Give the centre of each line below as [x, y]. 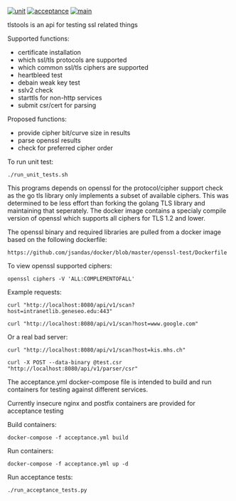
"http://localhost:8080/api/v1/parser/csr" [73, 369]
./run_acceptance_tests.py [47, 490]
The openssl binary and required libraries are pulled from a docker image [114, 232]
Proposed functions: [37, 119]
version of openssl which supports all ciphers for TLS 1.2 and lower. [107, 218]
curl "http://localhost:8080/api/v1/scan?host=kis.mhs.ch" [97, 350]
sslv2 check [35, 90]
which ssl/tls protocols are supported [72, 60]
